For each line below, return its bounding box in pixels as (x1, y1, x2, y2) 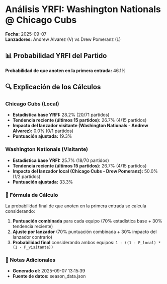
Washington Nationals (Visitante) (5, 146, 89, 153)
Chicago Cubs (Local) (5, 100, 59, 107)
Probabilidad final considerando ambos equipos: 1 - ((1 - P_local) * (12, 240, 161, 246)
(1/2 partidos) (12, 173, 41, 180)
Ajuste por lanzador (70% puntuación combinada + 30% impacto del (12, 229, 157, 235)
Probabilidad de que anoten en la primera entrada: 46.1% (5, 67, 126, 74)
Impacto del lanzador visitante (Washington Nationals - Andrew (12, 123, 148, 129)
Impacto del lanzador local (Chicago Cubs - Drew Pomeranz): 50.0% (12, 168, 158, 174)
